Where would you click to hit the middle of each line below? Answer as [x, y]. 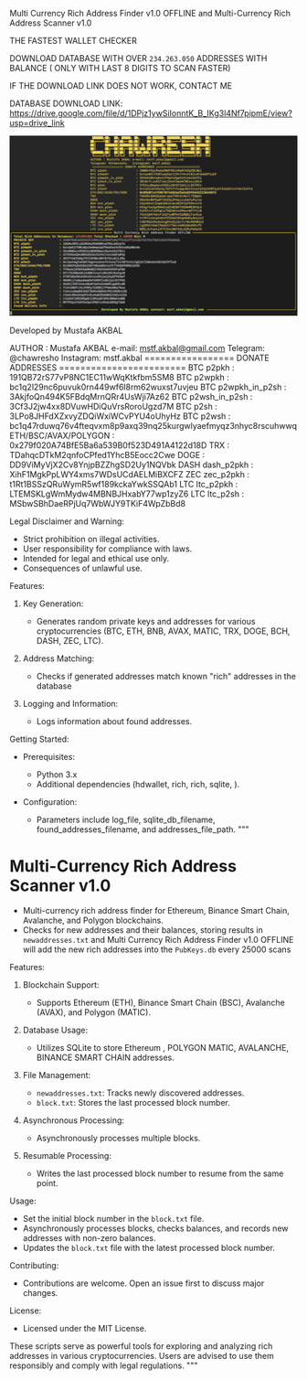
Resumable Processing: [67, 1156]
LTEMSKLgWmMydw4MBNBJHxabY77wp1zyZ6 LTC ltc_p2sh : [127, 494]
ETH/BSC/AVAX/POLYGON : [62, 435]
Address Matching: [58, 658]
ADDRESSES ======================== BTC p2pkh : [122, 367]
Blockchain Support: [61, 985]
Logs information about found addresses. [114, 721]
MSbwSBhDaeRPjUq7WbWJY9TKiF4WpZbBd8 [97, 503]
